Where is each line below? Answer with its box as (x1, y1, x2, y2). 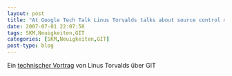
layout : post (7, 10, 45, 17)
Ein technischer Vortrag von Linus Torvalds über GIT (7, 61, 157, 69)
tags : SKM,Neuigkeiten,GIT (7, 29, 85, 37)
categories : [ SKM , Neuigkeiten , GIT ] (7, 36, 110, 43)
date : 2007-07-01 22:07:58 (7, 23, 85, 30)
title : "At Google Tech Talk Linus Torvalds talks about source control (7, 17, 221, 23)
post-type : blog (7, 42, 54, 49)
